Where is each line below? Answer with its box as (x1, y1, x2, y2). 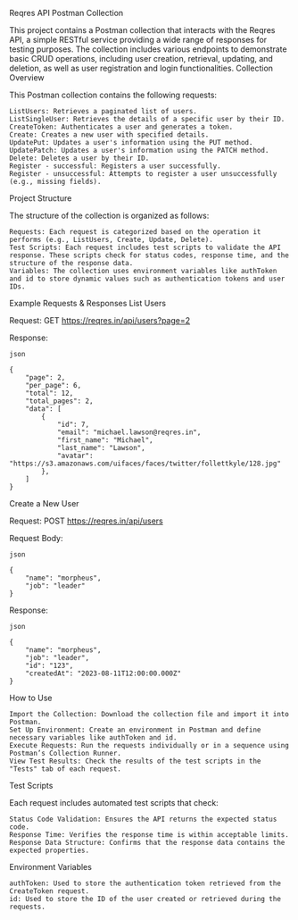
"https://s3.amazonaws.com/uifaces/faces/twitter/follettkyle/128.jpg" (9, 459, 281, 468)
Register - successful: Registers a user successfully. (9, 162, 221, 171)
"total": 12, (25, 389, 74, 397)
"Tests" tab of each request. (9, 765, 122, 774)
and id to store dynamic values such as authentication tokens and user (9, 274, 286, 283)
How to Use (9, 692, 53, 703)
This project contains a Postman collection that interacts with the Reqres (9, 25, 276, 35)
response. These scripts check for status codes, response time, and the (9, 251, 290, 260)
